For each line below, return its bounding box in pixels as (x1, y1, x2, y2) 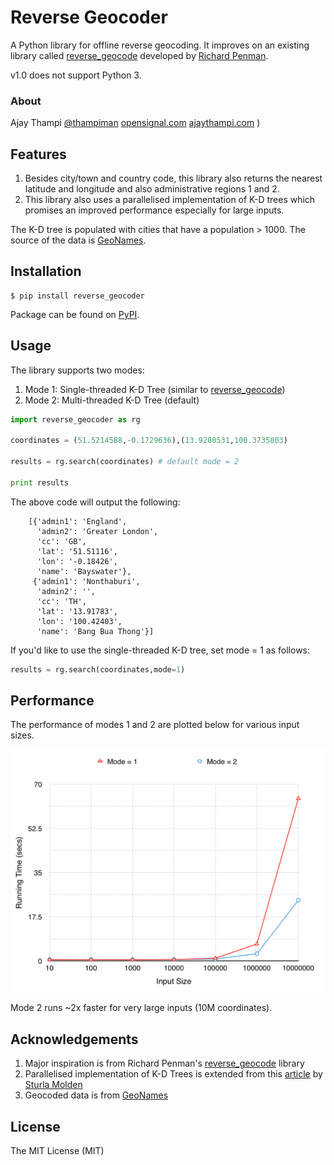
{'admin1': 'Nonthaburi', (32, 576, 141, 586)
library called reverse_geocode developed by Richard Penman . (10, 49, 269, 61)
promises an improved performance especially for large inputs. (24, 204, 285, 216)
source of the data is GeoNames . (10, 234, 147, 246)
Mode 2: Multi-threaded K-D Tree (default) (24, 394, 200, 406)
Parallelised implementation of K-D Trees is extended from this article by (24, 1068, 323, 1080)
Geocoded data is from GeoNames (24, 1089, 169, 1101)
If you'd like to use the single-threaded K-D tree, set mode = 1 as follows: (10, 644, 311, 656)
